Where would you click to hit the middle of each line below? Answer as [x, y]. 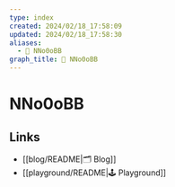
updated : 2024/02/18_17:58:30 [66, 34]
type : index [31, 18]
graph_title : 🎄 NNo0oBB [54, 59]
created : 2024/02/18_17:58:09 [66, 26]
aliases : [26, 43]
